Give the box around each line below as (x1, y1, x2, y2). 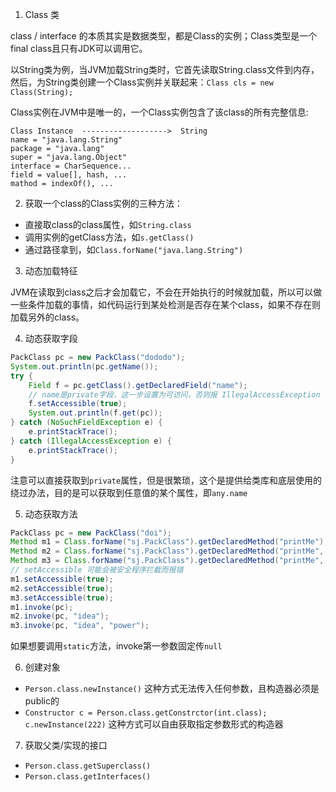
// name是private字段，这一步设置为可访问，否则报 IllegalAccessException (28, 389, 321, 400)
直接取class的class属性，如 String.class (24, 219, 192, 230)
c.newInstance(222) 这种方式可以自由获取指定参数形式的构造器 (24, 718, 284, 730)
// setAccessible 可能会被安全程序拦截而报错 (10, 565, 184, 575)
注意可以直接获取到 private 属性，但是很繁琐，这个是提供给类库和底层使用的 (10, 474, 323, 486)
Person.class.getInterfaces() (24, 772, 152, 782)
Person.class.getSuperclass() (24, 761, 152, 772)
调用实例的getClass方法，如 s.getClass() (24, 231, 195, 243)
